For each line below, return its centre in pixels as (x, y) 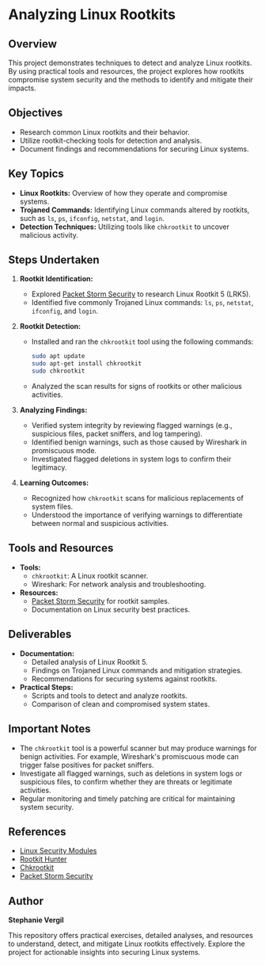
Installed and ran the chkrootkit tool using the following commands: (142, 341)
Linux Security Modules (58, 851)
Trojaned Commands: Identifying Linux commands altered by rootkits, (134, 210)
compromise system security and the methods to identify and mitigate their (131, 80)
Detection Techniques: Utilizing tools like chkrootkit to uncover (125, 227)
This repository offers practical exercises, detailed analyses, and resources (131, 936)
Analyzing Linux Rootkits (92, 15)
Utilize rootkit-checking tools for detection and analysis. (111, 140)
